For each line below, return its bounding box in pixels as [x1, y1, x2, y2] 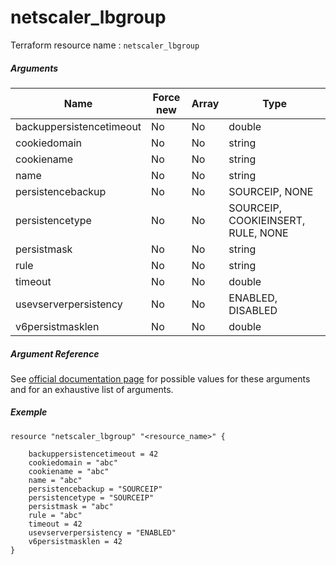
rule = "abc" [28, 510, 83, 520]
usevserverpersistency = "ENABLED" [28, 527, 177, 538]
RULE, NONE [228, 226, 289, 240]
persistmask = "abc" [28, 501, 114, 511]
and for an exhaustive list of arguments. [10, 383, 174, 395]
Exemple [10, 406, 48, 418]
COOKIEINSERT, [228, 213, 306, 227]
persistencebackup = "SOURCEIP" [28, 484, 163, 494]
